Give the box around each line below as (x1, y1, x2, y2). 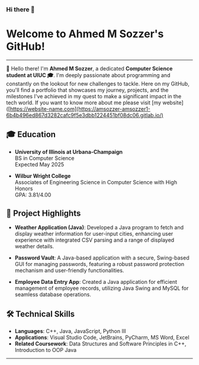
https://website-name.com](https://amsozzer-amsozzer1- (9, 105, 151, 112)
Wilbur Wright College (14, 172, 71, 180)
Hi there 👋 (6, 5, 36, 14)
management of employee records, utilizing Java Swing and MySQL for (14, 284, 189, 292)
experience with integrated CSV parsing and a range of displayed (14, 236, 175, 244)
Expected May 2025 (14, 161, 65, 168)
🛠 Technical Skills (6, 309, 75, 319)
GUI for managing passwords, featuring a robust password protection (14, 261, 185, 268)
